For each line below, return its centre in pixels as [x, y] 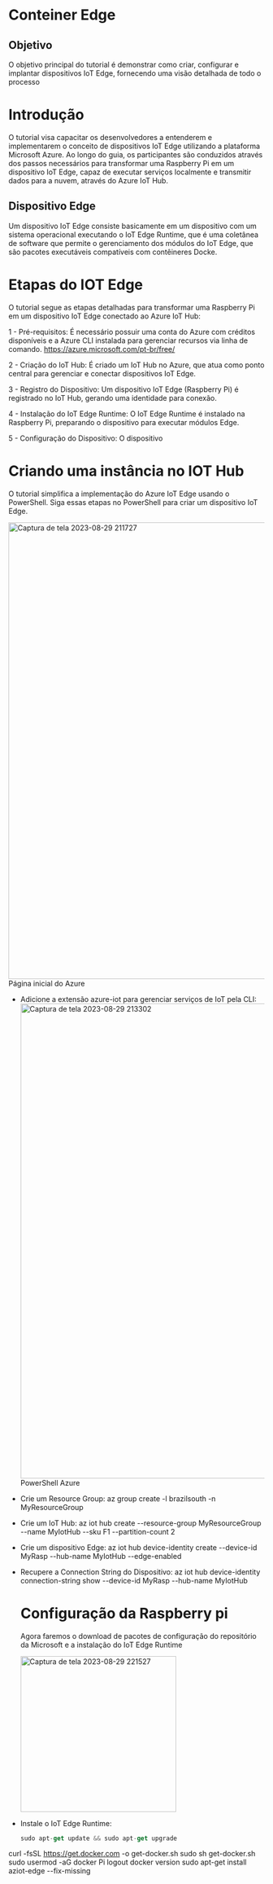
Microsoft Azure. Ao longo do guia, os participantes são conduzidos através [136, 154]
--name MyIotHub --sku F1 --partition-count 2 [97, 1531]
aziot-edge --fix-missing [50, 1871]
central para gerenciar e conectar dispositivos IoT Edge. [102, 373]
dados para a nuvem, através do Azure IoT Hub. [89, 180]
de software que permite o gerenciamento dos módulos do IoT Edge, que [131, 243]
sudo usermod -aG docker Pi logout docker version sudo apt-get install [128, 1862]
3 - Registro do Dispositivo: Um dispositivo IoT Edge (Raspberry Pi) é [123, 389]
